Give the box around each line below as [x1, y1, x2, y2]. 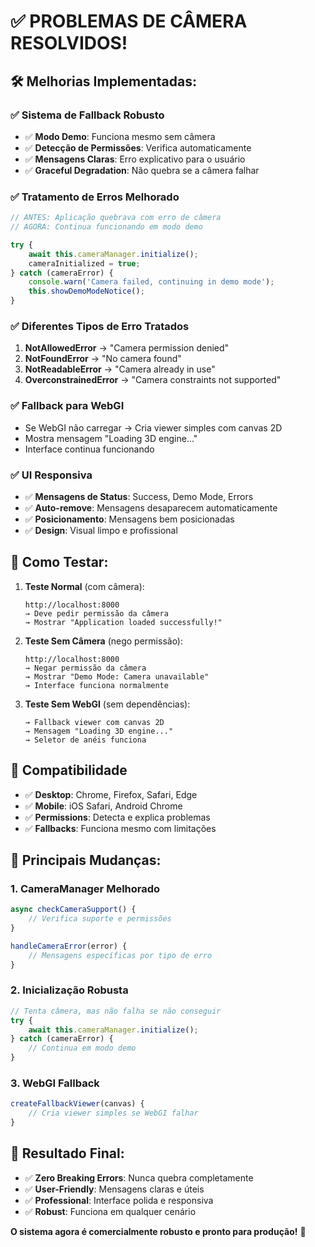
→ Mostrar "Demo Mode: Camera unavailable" [24, 671, 210, 682]
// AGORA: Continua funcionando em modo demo [10, 222, 203, 232]
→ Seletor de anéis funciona [24, 735, 147, 745]
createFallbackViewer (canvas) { [10, 1099, 145, 1109]
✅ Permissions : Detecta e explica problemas [24, 811, 211, 823]
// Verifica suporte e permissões [28, 914, 172, 924]
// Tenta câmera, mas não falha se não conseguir [10, 1006, 222, 1016]
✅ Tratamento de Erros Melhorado [10, 190, 180, 204]
